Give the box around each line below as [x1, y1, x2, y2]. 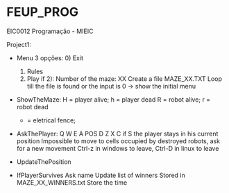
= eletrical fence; [26, 116, 76, 125]
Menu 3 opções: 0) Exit [16, 53, 84, 62]
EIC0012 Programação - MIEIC [6, 27, 94, 35]
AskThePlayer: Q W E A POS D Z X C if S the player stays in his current [16, 129, 219, 138]
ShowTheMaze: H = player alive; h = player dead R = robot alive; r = [16, 95, 211, 104]
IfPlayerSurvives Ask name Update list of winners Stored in [16, 171, 185, 179]
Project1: [6, 40, 32, 48]
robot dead [16, 102, 49, 111]
